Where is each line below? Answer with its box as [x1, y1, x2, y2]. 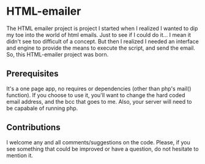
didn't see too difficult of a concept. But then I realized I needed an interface [6, 37, 199, 45]
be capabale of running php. [6, 104, 78, 112]
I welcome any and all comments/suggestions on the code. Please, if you [6, 138, 191, 146]
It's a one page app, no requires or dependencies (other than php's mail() [6, 85, 192, 92]
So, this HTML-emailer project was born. [6, 50, 109, 58]
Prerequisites [6, 69, 59, 79]
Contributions [6, 122, 61, 133]
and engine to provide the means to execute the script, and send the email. [6, 44, 196, 52]
